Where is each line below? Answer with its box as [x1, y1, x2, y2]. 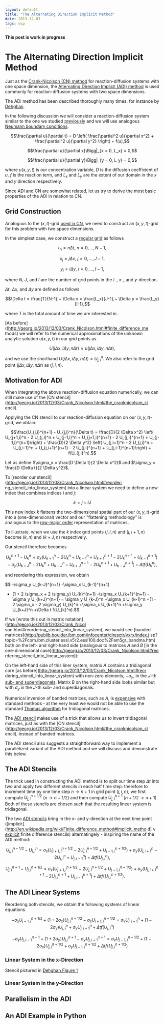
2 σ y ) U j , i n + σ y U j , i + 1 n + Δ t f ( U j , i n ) [50, 923, 115, 931]
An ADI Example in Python [5, 1011, 87, 1020]
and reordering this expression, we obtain [5, 572, 89, 578]
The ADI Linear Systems [5, 888, 80, 897]
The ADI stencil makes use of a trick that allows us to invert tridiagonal [5, 715, 147, 721]
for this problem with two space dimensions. [5, 226, 94, 232]
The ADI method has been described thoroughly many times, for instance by [5, 98, 160, 104]
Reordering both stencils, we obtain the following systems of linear [5, 901, 140, 907]
